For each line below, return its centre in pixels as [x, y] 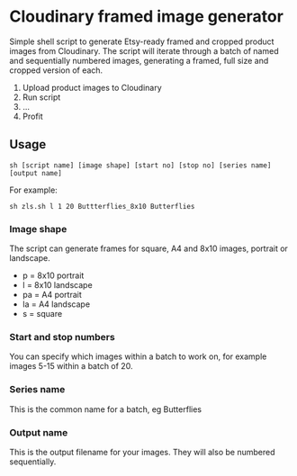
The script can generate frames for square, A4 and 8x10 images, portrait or [148, 248]
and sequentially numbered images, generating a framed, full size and [139, 60]
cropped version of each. [56, 70]
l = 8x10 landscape [57, 285]
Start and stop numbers [62, 337]
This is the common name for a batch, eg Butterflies [106, 409]
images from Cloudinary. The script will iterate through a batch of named [144, 50]
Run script [41, 97]
